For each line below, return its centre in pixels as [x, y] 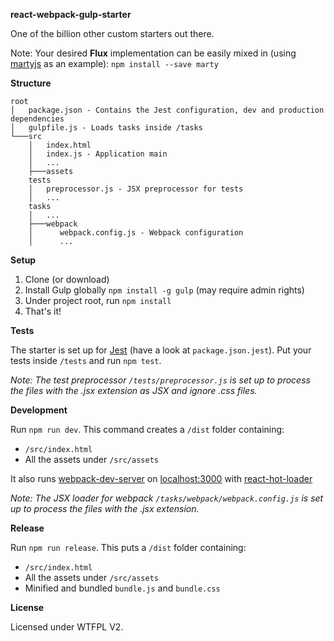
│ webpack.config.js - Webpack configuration [136, 233]
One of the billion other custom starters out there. [112, 33]
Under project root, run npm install [98, 300]
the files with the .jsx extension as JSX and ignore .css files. [134, 390]
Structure [31, 83]
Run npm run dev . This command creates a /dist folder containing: [147, 429]
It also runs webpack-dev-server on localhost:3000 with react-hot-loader [161, 478]
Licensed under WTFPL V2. [67, 627]
